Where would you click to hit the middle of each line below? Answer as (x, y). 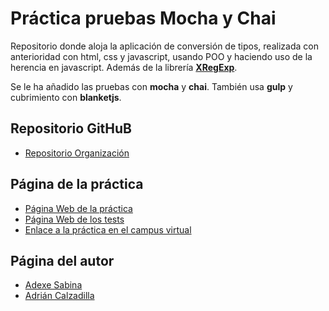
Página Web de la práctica (78, 208)
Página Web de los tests (74, 219)
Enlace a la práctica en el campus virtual (108, 229)
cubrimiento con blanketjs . (66, 97)
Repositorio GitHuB (71, 128)
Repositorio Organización (77, 153)
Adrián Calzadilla (59, 296)
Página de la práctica (77, 184)
